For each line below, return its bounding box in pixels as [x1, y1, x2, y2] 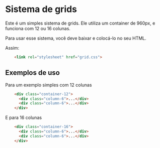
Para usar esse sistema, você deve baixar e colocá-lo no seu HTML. [5, 35, 147, 41]
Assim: [5, 45, 20, 51]
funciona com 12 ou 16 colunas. [5, 25, 70, 31]
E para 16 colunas [5, 114, 42, 121]
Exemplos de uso [5, 69, 60, 77]
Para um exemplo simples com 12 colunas [5, 82, 92, 88]
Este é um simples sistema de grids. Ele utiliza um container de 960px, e [5, 20, 155, 26]
